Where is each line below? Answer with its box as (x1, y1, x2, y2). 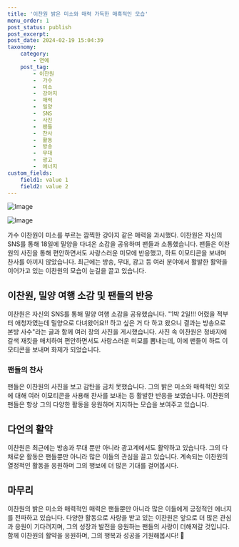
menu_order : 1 (7, 17, 50, 24)
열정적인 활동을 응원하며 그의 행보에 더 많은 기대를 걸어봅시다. (7, 461, 179, 470)
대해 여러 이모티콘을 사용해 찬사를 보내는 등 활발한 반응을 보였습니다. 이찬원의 (14, 392, 230, 400)
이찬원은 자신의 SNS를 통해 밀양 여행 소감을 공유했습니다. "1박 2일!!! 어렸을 (7, 310, 215, 318)
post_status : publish (7, 24, 72, 31)
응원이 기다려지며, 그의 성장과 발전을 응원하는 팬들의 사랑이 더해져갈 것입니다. (14, 522, 230, 531)
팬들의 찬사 (7, 365, 44, 375)
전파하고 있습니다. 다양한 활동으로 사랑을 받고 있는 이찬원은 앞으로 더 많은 (14, 513, 219, 522)
